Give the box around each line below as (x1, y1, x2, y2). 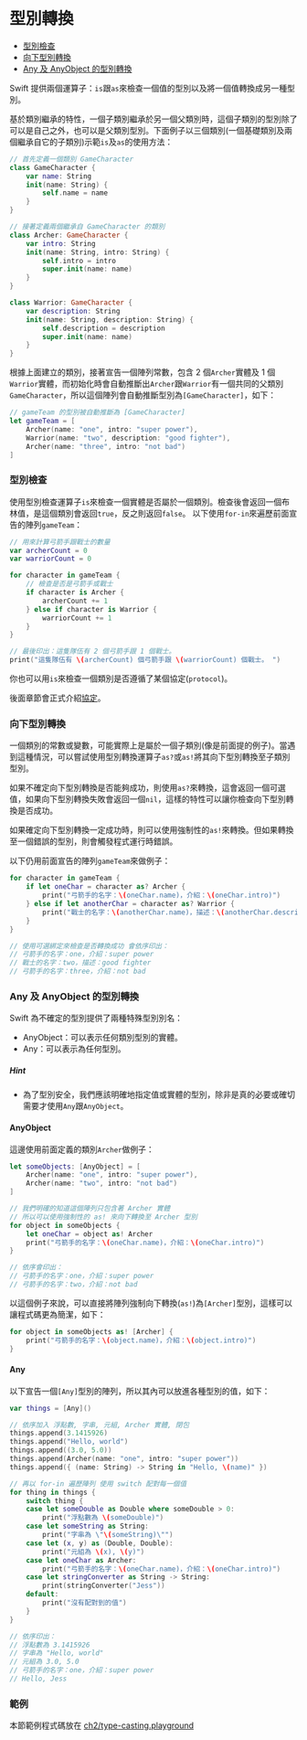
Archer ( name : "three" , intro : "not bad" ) (26, 442, 185, 451)
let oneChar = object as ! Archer (26, 1229, 153, 1239)
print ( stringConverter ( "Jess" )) (42, 1581, 166, 1591)
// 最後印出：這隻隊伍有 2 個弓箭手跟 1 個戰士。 (9, 646, 176, 657)
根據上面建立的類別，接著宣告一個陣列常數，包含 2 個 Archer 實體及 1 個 (9, 367, 276, 378)
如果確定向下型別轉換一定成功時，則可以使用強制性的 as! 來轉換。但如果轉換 (9, 825, 294, 836)
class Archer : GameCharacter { (9, 230, 129, 240)
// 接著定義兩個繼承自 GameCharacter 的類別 (9, 222, 165, 231)
